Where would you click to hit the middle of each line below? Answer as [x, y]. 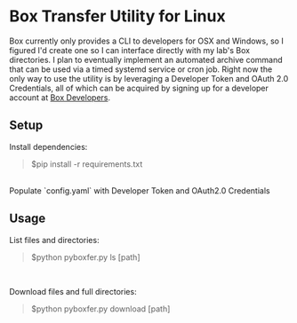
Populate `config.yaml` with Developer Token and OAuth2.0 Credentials [140, 190]
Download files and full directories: [73, 291]
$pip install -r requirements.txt [87, 164]
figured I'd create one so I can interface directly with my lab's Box [130, 50]
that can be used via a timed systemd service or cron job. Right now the [141, 69]
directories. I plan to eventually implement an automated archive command [146, 59]
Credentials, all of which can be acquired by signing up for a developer [139, 88]
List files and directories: [54, 240]
